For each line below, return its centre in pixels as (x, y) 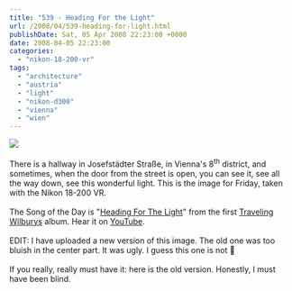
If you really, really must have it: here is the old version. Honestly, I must (143, 269)
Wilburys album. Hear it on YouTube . (78, 221)
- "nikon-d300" (46, 101)
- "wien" (34, 118)
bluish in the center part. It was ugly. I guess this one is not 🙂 (123, 250)
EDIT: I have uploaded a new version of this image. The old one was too (142, 241)
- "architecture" (50, 77)
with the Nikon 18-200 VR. (58, 192)
